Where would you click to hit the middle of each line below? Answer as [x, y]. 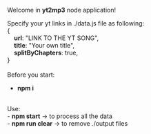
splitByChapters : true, [46, 52]
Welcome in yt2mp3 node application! [61, 10]
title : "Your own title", [44, 45]
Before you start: [31, 75]
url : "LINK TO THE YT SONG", [56, 38]
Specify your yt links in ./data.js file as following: [76, 23]
